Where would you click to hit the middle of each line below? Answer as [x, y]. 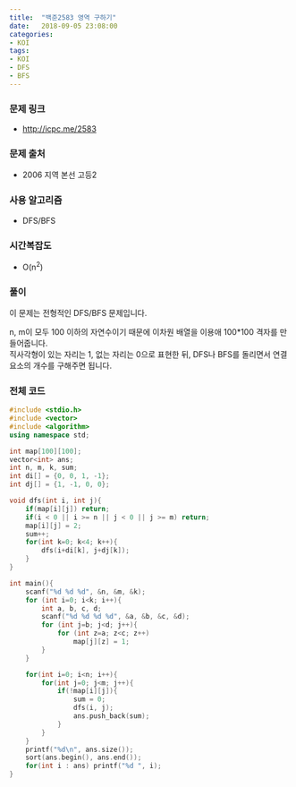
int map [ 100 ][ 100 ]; [46, 451]
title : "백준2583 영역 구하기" [63, 17]
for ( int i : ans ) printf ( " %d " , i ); [94, 766]
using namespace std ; [50, 435]
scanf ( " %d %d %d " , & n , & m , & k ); [85, 592]
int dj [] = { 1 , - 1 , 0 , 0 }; [59, 484]
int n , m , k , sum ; [43, 468]
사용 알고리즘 [36, 201]
